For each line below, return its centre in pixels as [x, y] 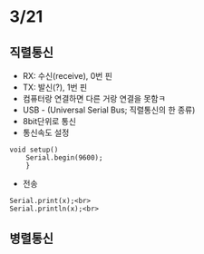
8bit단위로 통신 [49, 121]
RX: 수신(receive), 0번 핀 [68, 76]
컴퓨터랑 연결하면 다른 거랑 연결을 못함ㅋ [94, 98]
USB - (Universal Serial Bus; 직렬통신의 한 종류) [109, 110]
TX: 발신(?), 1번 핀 [55, 87]
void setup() [34, 150]
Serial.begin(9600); [64, 158]
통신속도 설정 [46, 132]
